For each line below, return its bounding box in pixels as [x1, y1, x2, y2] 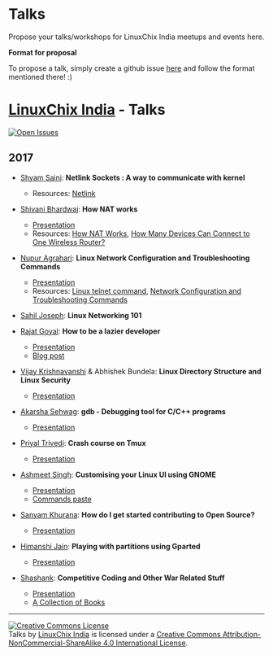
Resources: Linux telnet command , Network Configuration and [32, 286, 242, 295]
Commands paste [32, 494, 92, 504]
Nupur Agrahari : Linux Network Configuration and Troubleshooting [19, 253, 250, 263]
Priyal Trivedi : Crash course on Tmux [19, 438, 146, 448]
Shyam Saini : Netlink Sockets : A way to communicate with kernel [19, 172, 245, 182]
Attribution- [222, 629, 262, 639]
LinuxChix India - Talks [8, 101, 166, 119]
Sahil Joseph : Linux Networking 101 [19, 310, 142, 320]
